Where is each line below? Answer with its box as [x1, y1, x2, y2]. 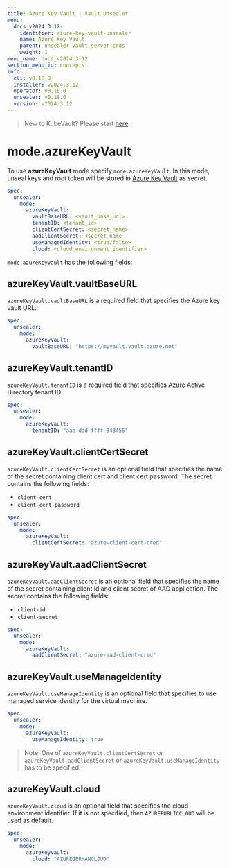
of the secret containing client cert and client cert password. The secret [7, 472, 212, 480]
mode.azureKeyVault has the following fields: [7, 258, 133, 266]
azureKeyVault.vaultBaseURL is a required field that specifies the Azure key [7, 296, 221, 305]
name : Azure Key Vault [19, 36, 85, 43]
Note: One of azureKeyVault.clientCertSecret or [24, 748, 164, 756]
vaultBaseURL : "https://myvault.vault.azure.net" [32, 342, 178, 350]
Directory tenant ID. [7, 388, 63, 396]
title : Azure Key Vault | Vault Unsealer [7, 10, 129, 17]
